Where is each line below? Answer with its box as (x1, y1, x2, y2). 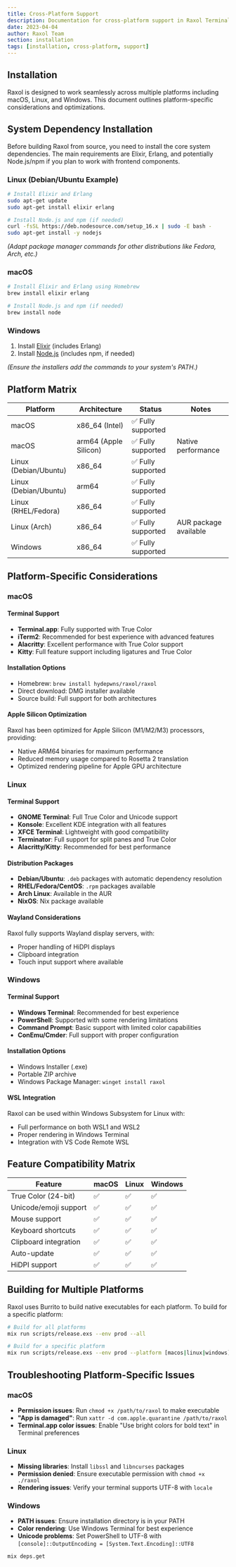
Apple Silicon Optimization (7, 710, 87, 719)
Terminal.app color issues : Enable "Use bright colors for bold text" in (17, 1421, 220, 1430)
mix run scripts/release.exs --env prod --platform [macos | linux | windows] (7, 1349, 231, 1357)
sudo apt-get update (7, 197, 68, 204)
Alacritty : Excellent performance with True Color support (17, 639, 184, 649)
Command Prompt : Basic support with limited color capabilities (17, 1023, 202, 1031)
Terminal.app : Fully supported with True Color (17, 625, 152, 633)
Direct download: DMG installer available (17, 687, 136, 695)
